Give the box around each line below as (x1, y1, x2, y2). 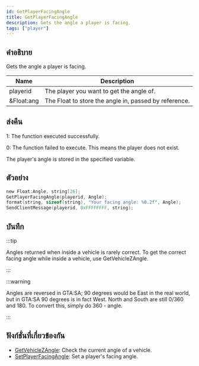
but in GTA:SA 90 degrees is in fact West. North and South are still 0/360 (6, 296, 184, 303)
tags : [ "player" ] (6, 25, 49, 31)
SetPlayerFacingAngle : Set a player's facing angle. (14, 352, 138, 359)
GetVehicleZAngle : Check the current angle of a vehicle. (14, 346, 152, 354)
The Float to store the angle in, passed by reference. (44, 97, 190, 105)
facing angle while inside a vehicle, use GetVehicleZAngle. (6, 255, 149, 262)
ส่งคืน (6, 117, 23, 127)
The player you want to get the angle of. (44, 87, 156, 96)
